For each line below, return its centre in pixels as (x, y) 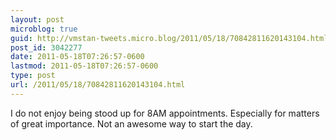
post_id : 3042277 (46, 47)
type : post (33, 76)
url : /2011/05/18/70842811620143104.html (98, 85)
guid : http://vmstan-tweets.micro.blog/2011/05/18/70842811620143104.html (169, 38)
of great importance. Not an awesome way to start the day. (131, 123)
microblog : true (44, 29)
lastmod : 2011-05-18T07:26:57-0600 (84, 66)
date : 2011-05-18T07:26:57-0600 (77, 57)
